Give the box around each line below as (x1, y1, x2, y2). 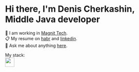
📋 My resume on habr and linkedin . (5, 35, 78, 41)
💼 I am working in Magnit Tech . (5, 30, 68, 36)
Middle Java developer (5, 14, 100, 25)
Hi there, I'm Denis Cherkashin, (5, 3, 135, 15)
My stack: (5, 52, 26, 58)
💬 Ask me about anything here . (5, 43, 68, 48)
